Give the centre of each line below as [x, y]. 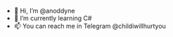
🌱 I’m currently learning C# [53, 18]
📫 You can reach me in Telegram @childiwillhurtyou [90, 26]
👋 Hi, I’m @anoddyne [44, 11]
